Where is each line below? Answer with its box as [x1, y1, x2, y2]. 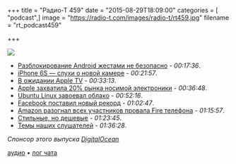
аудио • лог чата [7, 149, 58, 157]
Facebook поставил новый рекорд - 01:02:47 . [17, 99, 154, 107]
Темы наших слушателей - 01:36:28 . [17, 121, 127, 130]
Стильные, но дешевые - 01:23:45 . [17, 114, 122, 122]
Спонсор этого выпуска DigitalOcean [7, 135, 119, 143]
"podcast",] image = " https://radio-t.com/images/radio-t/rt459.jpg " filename [7, 13, 230, 22]
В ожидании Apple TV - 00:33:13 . [17, 77, 117, 84]
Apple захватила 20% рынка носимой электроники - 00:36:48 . [17, 84, 207, 92]
